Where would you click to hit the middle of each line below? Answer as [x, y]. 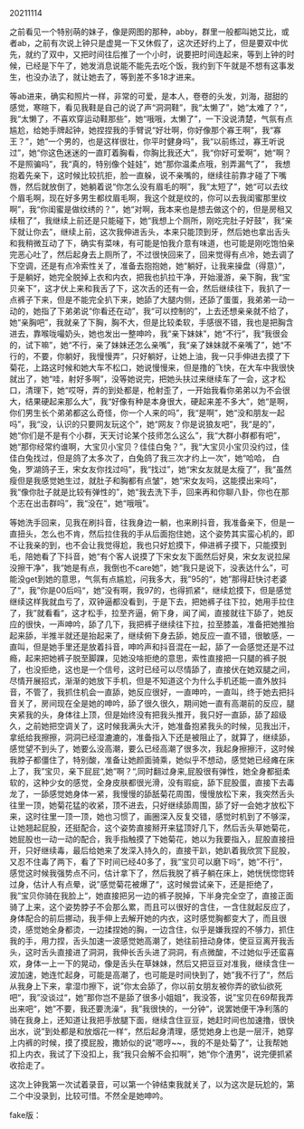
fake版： [26, 1115]
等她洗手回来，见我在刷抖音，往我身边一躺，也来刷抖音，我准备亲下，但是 [148, 522]
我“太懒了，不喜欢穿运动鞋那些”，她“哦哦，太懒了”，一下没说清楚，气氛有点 [151, 119]
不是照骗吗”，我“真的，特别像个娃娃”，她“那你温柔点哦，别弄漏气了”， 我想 [150, 164]
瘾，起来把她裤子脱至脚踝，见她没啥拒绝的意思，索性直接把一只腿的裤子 [144, 658]
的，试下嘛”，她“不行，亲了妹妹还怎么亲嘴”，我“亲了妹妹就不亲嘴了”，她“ [147, 345]
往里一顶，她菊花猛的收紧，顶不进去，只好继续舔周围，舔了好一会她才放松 [148, 805]
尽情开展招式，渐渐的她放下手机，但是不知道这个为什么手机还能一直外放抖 [148, 681]
